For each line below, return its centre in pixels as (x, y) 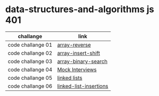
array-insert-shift (79, 53)
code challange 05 (30, 78)
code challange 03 (30, 61)
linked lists (70, 78)
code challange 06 (30, 86)
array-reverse (74, 45)
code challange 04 (30, 70)
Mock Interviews (77, 70)
